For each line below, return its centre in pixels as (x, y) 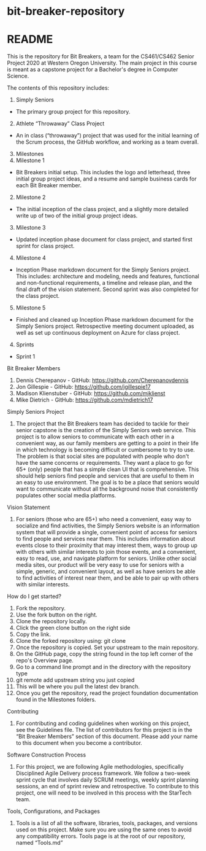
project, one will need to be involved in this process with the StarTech (104, 793)
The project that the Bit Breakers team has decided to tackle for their (102, 424)
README (30, 40)
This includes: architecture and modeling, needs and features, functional (108, 276)
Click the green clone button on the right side (73, 628)
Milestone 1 (30, 160)
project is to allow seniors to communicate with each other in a (95, 437)
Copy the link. (33, 634)
